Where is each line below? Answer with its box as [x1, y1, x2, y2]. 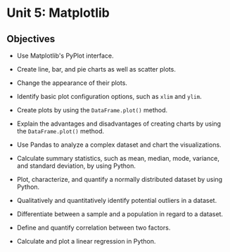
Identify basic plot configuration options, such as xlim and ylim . [16, 93, 202, 100]
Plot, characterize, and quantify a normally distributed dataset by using [16, 175, 223, 183]
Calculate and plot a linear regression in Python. [16, 237, 156, 245]
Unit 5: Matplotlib [6, 5, 110, 21]
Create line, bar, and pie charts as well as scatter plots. [16, 65, 177, 73]
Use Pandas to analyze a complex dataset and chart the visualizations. [16, 140, 222, 149]
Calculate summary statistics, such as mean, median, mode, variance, [16, 154, 219, 162]
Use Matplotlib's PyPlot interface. [16, 51, 114, 60]
